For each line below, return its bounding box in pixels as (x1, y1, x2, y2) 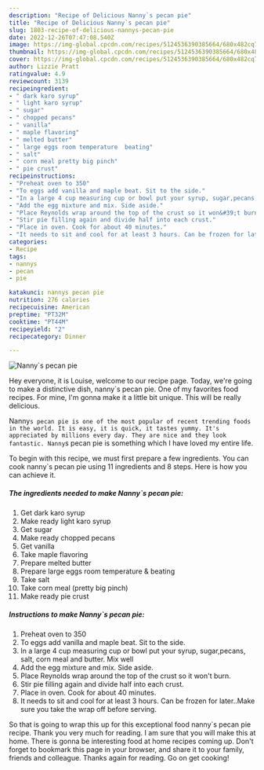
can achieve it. (9, 471, 56, 480)
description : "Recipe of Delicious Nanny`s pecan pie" (9, 11, 192, 20)
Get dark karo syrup (20, 508, 85, 518)
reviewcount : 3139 (9, 77, 69, 85)
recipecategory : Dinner (9, 332, 87, 340)
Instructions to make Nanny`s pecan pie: (9, 610, 145, 619)
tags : (9, 252, 27, 260)
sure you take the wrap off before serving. (20, 705, 157, 714)
